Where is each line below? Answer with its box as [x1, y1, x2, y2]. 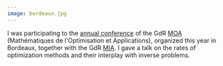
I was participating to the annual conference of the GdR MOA [7, 29, 183, 37]
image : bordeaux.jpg [7, 10, 68, 17]
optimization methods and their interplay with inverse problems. [7, 51, 190, 59]
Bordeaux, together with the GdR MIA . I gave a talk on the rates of [7, 43, 197, 52]
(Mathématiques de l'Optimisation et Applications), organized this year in [7, 36, 217, 45]
